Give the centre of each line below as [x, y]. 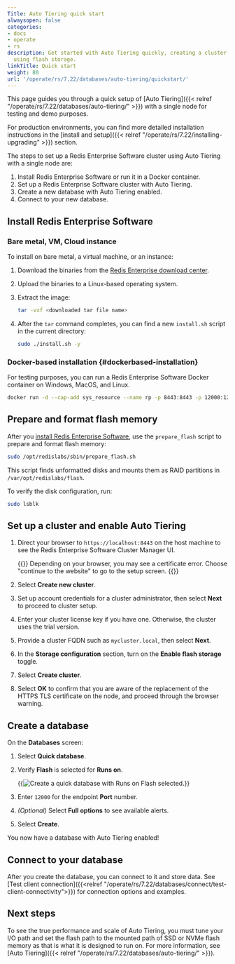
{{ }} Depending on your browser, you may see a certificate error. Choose [122, 564]
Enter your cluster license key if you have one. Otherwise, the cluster [116, 620]
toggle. [28, 662]
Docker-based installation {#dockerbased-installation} [103, 362]
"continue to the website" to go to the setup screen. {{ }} [98, 571]
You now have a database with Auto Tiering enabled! [83, 838]
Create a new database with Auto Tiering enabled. [90, 192]
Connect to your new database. [63, 199]
